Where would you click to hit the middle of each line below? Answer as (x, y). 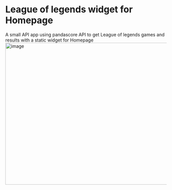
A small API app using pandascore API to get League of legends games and (85, 34)
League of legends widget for (69, 9)
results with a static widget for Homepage (49, 40)
